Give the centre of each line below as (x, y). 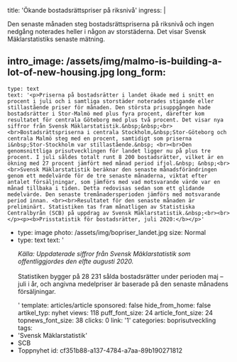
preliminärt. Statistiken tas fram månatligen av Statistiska (101, 207)
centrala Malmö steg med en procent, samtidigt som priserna (100, 138)
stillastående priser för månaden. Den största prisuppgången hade (109, 107)
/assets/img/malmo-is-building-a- (144, 61)
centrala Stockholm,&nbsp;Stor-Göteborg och (160, 132)
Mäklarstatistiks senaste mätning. (56, 39)
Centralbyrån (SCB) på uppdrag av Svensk (70, 213)
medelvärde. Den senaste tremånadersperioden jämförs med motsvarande (114, 194)
